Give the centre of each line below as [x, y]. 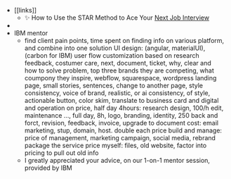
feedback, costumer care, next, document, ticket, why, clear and [118, 63]
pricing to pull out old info [61, 153]
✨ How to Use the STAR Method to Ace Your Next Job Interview [117, 18]
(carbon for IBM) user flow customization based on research [112, 55]
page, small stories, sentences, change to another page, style [114, 85]
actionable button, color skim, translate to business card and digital [121, 100]
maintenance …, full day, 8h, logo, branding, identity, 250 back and [121, 115]
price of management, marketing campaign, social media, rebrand [120, 138]
